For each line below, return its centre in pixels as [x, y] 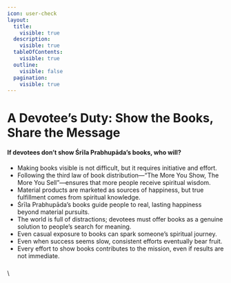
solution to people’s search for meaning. [74, 226]
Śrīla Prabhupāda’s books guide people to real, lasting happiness [109, 204]
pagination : [31, 78]
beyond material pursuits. [53, 212]
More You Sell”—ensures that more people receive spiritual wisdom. [114, 182]
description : [32, 39]
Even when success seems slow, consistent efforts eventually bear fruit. [120, 241]
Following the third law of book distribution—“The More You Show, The [118, 175]
